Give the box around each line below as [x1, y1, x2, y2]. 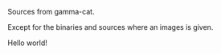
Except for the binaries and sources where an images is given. [7, 23, 214, 31]
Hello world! [7, 38, 47, 48]
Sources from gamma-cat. [7, 7, 95, 16]
